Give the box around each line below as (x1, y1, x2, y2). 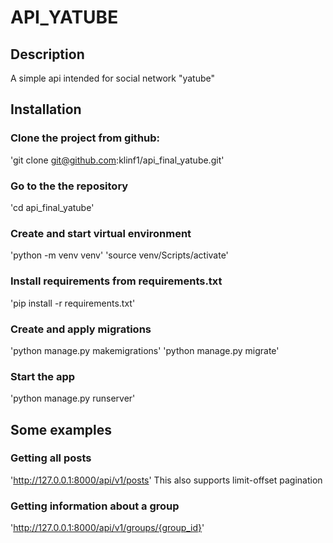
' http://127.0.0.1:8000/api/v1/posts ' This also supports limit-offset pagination (10, 474, 323, 486)
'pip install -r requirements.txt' (10, 297, 136, 309)
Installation (10, 101, 82, 118)
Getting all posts (10, 451, 92, 465)
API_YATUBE (10, 6, 119, 29)
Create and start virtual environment (10, 226, 192, 240)
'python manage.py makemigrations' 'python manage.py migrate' (10, 344, 280, 356)
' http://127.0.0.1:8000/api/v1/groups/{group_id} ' (10, 522, 205, 534)
